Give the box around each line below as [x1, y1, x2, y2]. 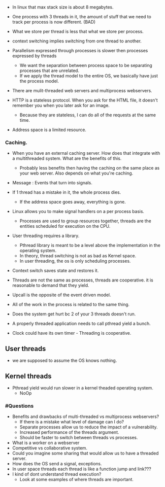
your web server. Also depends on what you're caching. [19, 170, 133, 176]
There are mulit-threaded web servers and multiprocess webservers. [12, 88, 153, 93]
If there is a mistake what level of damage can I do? [19, 419, 124, 425]
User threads [5, 345, 46, 353]
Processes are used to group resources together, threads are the [19, 218, 152, 224]
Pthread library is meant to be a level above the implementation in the [19, 243, 161, 248]
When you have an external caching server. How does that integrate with [12, 150, 160, 156]
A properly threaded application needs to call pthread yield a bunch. [12, 320, 151, 327]
